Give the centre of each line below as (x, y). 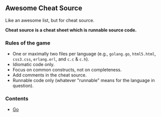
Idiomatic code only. (33, 64)
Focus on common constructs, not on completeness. (67, 70)
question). (23, 86)
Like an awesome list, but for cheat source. (50, 20)
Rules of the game (28, 43)
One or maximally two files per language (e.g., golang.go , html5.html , (84, 54)
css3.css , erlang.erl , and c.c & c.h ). (51, 59)
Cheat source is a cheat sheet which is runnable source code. (71, 30)
